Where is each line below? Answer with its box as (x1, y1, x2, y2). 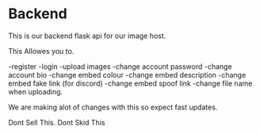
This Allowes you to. (8, 46, 75, 56)
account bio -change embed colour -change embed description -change (8, 70, 247, 79)
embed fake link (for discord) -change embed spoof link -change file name (8, 78, 253, 88)
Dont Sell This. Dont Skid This (8, 117, 105, 127)
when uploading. (8, 86, 63, 96)
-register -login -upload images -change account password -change (8, 61, 232, 71)
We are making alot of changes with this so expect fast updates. (8, 102, 218, 112)
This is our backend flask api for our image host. (8, 31, 166, 40)
